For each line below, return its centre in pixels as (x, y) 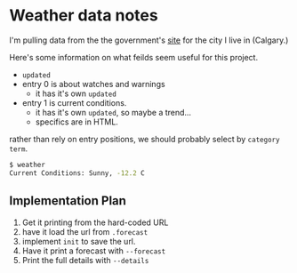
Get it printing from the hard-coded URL (95, 222)
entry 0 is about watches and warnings (94, 84)
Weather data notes (84, 16)
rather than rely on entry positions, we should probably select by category (144, 139)
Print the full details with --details (85, 260)
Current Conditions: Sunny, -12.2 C (77, 173)
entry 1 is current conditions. (74, 102)
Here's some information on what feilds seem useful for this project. (134, 57)
